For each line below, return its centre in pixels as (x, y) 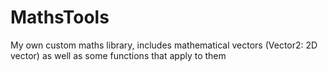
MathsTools (60, 17)
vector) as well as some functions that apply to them (118, 55)
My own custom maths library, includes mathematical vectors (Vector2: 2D (164, 45)
